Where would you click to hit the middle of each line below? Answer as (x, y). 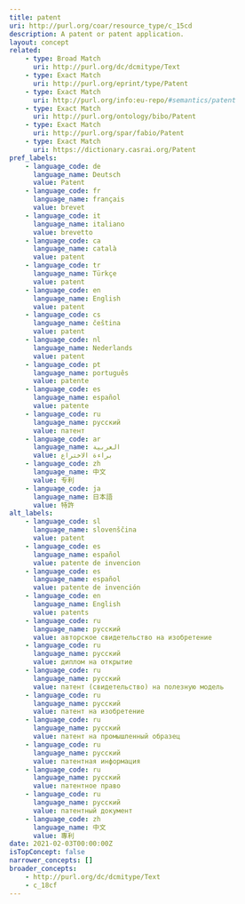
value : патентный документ (83, 811)
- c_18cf (41, 885)
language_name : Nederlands (83, 348)
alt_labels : (31, 513)
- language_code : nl (63, 340)
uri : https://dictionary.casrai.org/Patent (115, 149)
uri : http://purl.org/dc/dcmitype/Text (106, 68)
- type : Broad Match (63, 59)
